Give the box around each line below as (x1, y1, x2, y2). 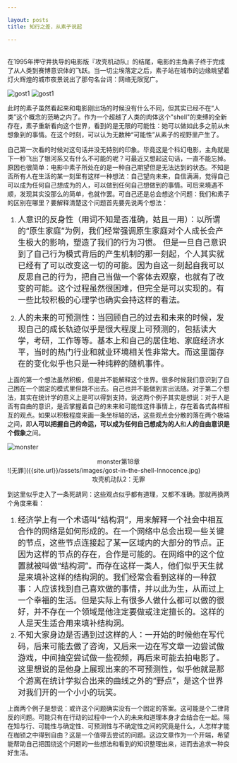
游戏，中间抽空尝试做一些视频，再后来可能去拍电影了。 (17, 653, 224, 662)
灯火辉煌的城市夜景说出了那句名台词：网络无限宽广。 (7, 75, 162, 84)
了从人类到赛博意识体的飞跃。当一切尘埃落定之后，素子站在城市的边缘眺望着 (7, 66, 230, 74)
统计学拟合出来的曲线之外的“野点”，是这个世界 (49, 675, 224, 686)
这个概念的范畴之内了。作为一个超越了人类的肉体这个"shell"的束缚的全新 (16, 113, 227, 121)
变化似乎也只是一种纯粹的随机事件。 (33, 358, 169, 369)
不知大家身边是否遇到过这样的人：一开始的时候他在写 (17, 629, 217, 640)
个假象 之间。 (7, 428, 44, 437)
